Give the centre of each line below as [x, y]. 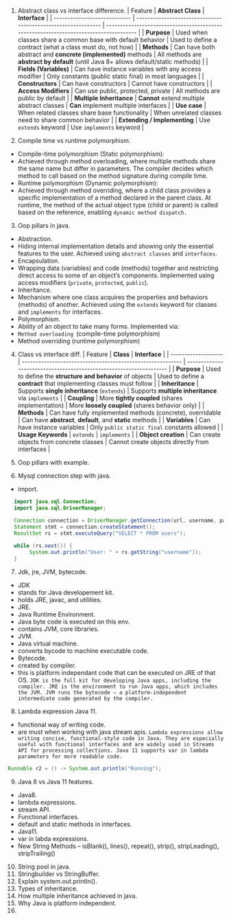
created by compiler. [47, 665]
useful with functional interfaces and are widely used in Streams [116, 744]
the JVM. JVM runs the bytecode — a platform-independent [102, 692]
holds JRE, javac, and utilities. [60, 599]
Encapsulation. [39, 261]
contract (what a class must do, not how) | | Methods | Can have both [116, 47]
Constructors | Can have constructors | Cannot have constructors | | [115, 83]
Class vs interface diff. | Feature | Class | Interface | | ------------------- [120, 354]
